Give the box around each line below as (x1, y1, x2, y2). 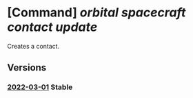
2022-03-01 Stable (7, 82, 73, 92)
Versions (7, 62, 47, 73)
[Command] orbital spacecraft (7, 5, 186, 21)
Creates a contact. (7, 42, 60, 50)
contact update (7, 19, 98, 35)
